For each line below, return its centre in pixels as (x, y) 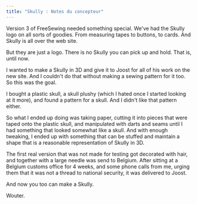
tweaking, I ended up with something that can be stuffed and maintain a (93, 136)
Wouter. (16, 195)
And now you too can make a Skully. (50, 184)
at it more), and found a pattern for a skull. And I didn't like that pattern (92, 100)
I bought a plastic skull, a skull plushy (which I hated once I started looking (96, 93)
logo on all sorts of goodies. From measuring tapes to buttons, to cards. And (98, 34)
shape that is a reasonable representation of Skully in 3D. (75, 142)
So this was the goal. (31, 82)
